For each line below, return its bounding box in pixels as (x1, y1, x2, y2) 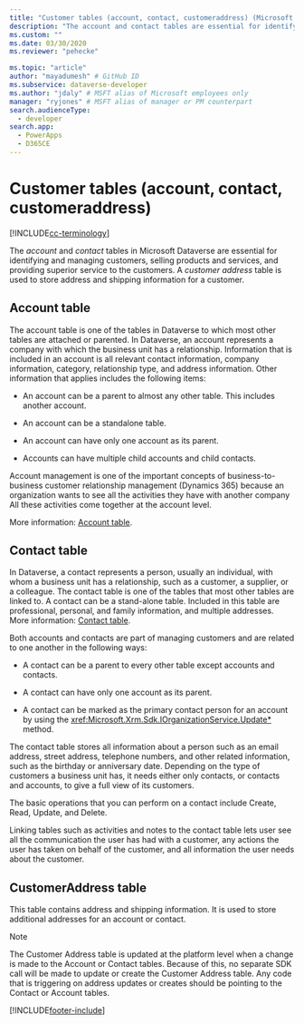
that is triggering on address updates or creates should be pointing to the (9, 978, 282, 989)
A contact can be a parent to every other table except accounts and (22, 659, 275, 671)
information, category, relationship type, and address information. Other (9, 363, 278, 374)
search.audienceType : (9, 105, 91, 114)
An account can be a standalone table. (22, 417, 167, 428)
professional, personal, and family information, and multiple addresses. (9, 605, 274, 617)
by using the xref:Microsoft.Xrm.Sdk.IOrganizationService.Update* (22, 714, 271, 726)
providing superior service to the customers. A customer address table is (9, 264, 282, 275)
